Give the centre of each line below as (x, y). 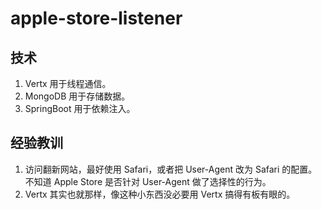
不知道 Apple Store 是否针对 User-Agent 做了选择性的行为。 (148, 181)
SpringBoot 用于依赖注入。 (80, 108)
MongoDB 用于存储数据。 (77, 96)
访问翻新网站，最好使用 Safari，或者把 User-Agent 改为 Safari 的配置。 (171, 169)
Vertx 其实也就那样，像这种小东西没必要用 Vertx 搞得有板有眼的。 (160, 194)
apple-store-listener (96, 18)
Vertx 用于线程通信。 (68, 83)
